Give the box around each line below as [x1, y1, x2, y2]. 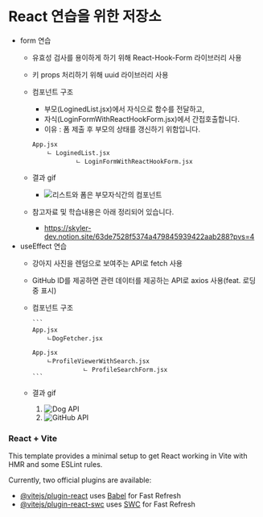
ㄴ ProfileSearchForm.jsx [82, 365, 168, 373]
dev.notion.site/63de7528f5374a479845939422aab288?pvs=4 [43, 231, 255, 241]
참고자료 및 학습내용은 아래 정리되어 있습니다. [31, 206, 175, 216]
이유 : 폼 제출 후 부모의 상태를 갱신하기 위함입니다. [43, 124, 201, 134]
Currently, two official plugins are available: [8, 475, 152, 485]
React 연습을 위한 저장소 [8, 7, 162, 26]
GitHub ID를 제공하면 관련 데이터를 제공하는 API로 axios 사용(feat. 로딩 [31, 275, 256, 285]
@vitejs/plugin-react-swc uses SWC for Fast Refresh [19, 499, 195, 509]
